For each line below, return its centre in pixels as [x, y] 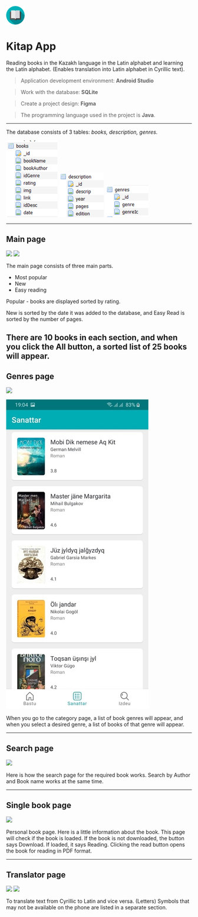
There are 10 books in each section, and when [92, 338]
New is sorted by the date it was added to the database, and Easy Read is [95, 312]
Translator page [36, 875]
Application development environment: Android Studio [87, 80]
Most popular [31, 277]
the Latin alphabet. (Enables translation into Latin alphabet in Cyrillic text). [95, 69]
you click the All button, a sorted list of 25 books [97, 347]
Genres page [30, 376]
